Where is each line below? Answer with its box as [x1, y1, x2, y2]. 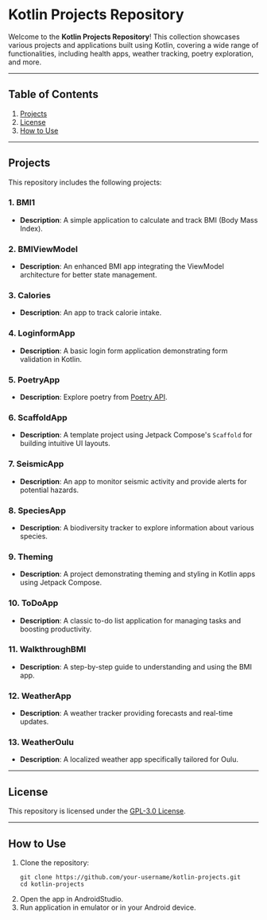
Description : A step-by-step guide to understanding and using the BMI [19, 662, 253, 671]
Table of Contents [8, 87, 99, 101]
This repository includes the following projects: [8, 177, 162, 187]
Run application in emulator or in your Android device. [19, 903, 196, 912]
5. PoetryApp [8, 374, 60, 385]
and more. [8, 57, 42, 67]
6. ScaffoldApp [8, 412, 68, 423]
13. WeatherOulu [8, 737, 74, 748]
